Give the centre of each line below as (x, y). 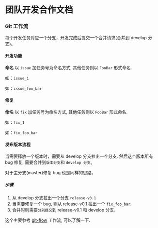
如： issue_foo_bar (24, 88)
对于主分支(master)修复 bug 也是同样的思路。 (50, 173)
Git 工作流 (16, 26)
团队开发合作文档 (39, 10)
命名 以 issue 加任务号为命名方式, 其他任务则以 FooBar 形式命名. (69, 67)
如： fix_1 (15, 122)
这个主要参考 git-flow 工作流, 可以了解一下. (48, 220)
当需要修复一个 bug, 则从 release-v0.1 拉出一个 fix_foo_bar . (72, 204)
